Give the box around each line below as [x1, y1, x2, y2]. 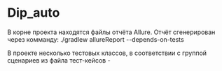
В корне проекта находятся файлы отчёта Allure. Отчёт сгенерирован [7, 28, 216, 36]
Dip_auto [7, 5, 60, 21]
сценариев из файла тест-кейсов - [7, 56, 111, 64]
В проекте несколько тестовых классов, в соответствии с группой [7, 49, 207, 57]
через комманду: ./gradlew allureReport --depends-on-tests [7, 35, 184, 43]
